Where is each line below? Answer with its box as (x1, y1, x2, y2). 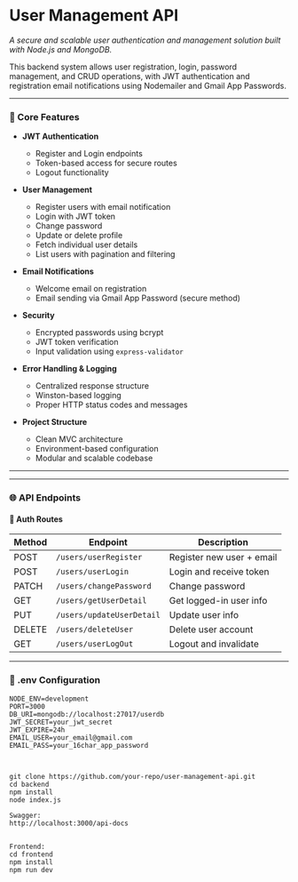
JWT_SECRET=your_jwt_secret (9, 718, 114, 726)
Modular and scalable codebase (35, 453, 153, 463)
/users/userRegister (56, 552, 143, 563)
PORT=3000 (9, 702, 46, 711)
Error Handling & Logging (21, 364, 117, 374)
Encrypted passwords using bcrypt (35, 327, 164, 338)
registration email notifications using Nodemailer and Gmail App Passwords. (9, 80, 286, 91)
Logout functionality (35, 167, 109, 178)
